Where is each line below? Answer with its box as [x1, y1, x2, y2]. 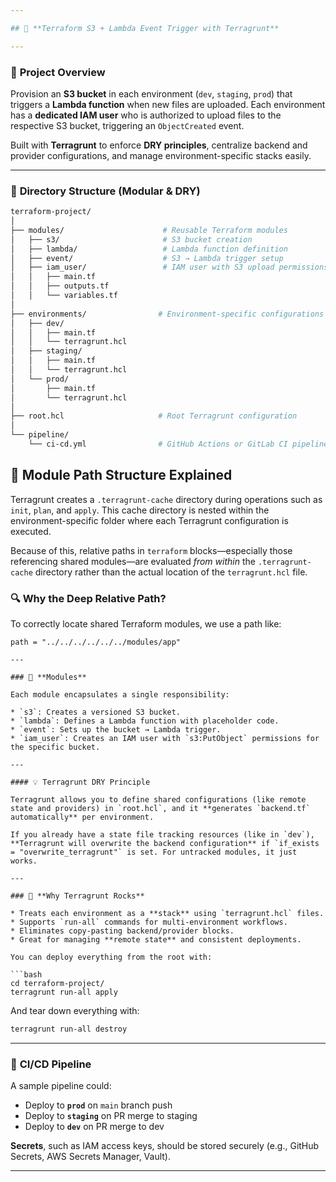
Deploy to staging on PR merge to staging [24, 1110, 198, 1122]
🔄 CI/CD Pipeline [10, 1057, 92, 1071]
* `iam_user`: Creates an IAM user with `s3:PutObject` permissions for [10, 734, 320, 744]
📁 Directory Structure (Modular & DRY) [10, 184, 201, 198]
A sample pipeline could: [10, 1080, 112, 1092]
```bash [10, 970, 43, 980]
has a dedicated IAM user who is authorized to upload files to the [10, 109, 282, 121]
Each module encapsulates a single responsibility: [10, 690, 230, 700]
